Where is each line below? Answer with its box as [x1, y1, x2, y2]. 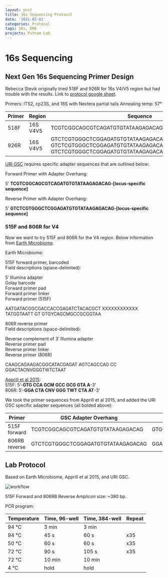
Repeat [126, 515, 144, 522]
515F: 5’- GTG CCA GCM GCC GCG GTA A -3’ [5, 382, 96, 388]
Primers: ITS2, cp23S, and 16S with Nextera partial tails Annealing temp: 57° [5, 101, 162, 107]
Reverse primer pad [5, 341, 46, 347]
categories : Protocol [5, 21, 50, 27]
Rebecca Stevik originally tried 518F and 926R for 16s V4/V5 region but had [5, 86, 160, 91]
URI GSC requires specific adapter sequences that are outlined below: [5, 161, 149, 167]
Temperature [7, 515, 39, 522]
